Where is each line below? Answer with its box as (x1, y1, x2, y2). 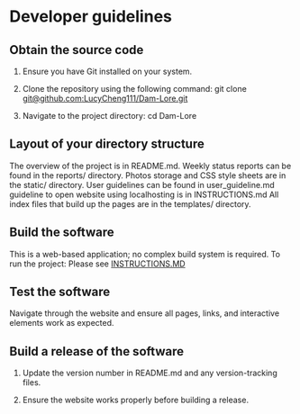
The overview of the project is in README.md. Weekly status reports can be (9, 160, 292, 171)
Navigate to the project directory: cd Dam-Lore (22, 111, 197, 121)
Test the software (9, 284, 111, 300)
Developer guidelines (9, 6, 173, 27)
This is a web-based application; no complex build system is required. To (9, 248, 281, 259)
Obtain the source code (9, 42, 144, 58)
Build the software (9, 225, 114, 240)
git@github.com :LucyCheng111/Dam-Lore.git (22, 93, 188, 103)
